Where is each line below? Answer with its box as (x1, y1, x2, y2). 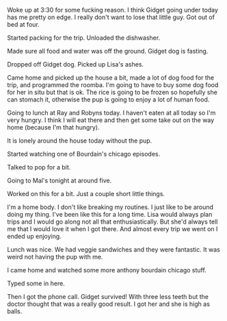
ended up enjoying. (7, 233, 62, 240)
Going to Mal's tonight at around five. (7, 176, 112, 185)
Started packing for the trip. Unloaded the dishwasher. (7, 34, 161, 42)
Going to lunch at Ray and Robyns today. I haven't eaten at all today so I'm (7, 109, 216, 117)
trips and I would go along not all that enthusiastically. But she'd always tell (7, 217, 218, 226)
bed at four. (7, 21, 40, 28)
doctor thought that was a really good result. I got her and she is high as (7, 300, 211, 308)
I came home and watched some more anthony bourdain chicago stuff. (7, 266, 206, 274)
